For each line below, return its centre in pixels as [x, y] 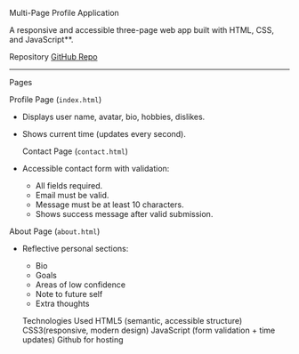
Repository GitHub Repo [53, 56]
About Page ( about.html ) [55, 231]
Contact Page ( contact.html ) [75, 151]
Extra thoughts [62, 303]
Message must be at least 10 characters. [109, 205]
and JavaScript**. [41, 40]
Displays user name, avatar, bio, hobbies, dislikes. [113, 117]
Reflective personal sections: [75, 249]
